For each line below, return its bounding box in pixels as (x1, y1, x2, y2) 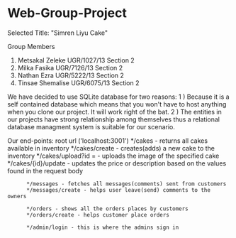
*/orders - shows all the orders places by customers (26, 205, 189, 212)
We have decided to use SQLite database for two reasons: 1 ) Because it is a (7, 92, 230, 101)
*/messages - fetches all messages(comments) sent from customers (26, 180, 227, 188)
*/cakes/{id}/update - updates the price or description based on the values (7, 158, 227, 168)
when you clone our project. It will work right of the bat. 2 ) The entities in (7, 107, 222, 116)
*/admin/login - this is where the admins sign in (26, 224, 179, 231)
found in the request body (7, 166, 84, 175)
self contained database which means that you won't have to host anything (7, 99, 227, 108)
